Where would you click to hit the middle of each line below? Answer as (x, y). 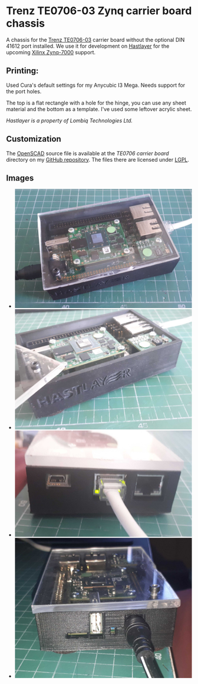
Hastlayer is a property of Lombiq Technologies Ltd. (70, 120)
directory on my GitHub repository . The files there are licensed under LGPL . (98, 159)
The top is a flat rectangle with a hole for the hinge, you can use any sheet (96, 103)
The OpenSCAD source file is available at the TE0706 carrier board (88, 153)
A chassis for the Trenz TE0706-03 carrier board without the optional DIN (95, 40)
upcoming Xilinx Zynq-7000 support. (51, 52)
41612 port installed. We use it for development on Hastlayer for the (88, 46)
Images (20, 178)
